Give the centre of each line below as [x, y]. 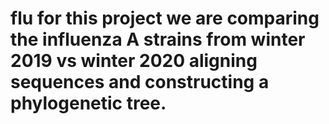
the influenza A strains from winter [158, 39]
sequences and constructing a [140, 82]
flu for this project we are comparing [165, 18]
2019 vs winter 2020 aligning [134, 61]
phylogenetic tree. [88, 103]
